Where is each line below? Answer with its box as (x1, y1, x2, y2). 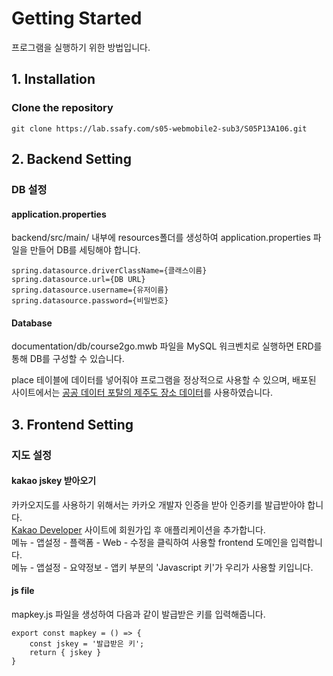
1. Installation (11, 71, 96, 88)
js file (11, 585, 35, 597)
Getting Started (11, 7, 143, 30)
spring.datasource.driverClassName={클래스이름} (11, 266, 208, 276)
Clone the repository (11, 101, 114, 115)
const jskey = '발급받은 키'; (29, 639, 145, 649)
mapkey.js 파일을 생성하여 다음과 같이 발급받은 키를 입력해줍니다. (11, 608, 266, 621)
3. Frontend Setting (11, 416, 134, 433)
